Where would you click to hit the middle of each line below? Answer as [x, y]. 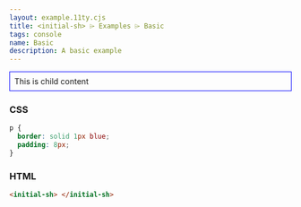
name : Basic [31, 43]
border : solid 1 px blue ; [64, 137]
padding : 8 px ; [43, 145]
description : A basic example [66, 51]
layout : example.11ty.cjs [57, 17]
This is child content [52, 82]
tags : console [36, 34]
